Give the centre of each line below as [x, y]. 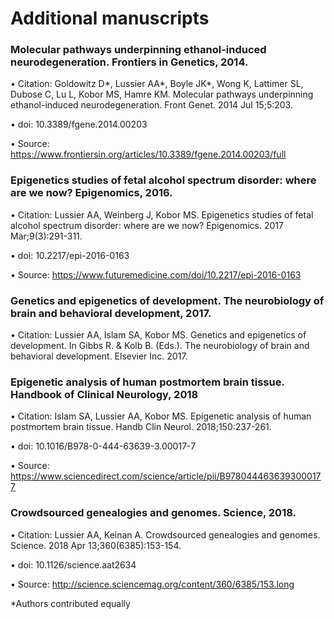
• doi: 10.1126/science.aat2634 [73, 564]
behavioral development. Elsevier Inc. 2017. [99, 356]
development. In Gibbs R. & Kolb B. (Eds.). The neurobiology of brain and [160, 346]
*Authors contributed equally [70, 603]
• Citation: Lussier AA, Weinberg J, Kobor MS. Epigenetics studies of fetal [162, 214]
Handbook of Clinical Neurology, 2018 [104, 394]
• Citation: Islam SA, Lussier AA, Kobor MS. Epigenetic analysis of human [161, 416]
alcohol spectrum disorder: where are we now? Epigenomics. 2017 [147, 225]
